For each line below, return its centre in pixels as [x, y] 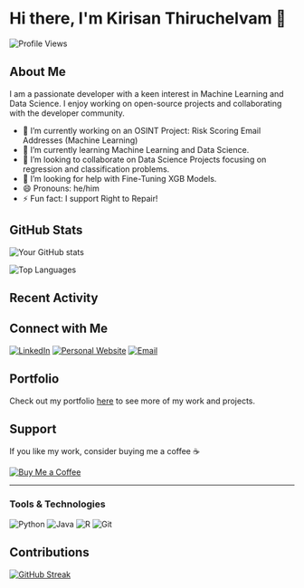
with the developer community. [67, 113]
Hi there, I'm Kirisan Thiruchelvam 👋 [148, 19]
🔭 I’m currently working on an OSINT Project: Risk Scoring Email [142, 130]
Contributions [49, 552]
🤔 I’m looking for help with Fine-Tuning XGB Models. [119, 178]
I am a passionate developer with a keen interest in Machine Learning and [147, 93]
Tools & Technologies [57, 504]
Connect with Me [59, 329]
